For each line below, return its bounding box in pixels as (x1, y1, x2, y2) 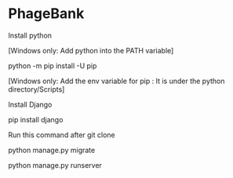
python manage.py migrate (8, 145, 96, 154)
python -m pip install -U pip (8, 60, 97, 71)
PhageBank (8, 5, 85, 23)
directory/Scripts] (8, 84, 65, 94)
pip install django (8, 114, 64, 124)
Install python (8, 31, 53, 40)
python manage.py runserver (8, 160, 102, 169)
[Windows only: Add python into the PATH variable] (8, 45, 174, 55)
